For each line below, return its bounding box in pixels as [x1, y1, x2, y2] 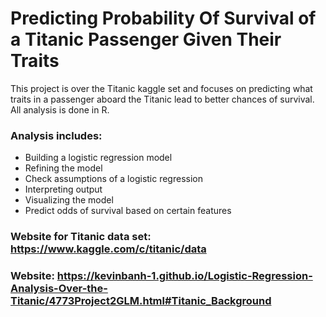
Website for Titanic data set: [10, 230, 152, 244]
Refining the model [24, 162, 103, 174]
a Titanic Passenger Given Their [10, 28, 282, 51]
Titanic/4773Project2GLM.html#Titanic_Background [10, 294, 272, 308]
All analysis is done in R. [10, 103, 110, 116]
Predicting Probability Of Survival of [10, 7, 317, 30]
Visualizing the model [24, 194, 114, 206]
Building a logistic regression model [24, 152, 173, 164]
